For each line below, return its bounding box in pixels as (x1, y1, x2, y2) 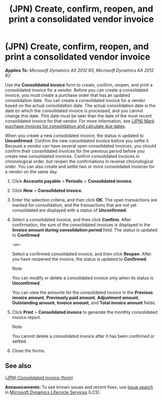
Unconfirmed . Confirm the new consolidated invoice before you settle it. (5, 137, 150, 144)
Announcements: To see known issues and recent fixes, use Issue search (5, 384, 153, 390)
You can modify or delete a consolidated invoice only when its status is (12, 275, 154, 281)
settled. (12, 338, 28, 344)
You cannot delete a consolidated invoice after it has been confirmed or (12, 333, 155, 339)
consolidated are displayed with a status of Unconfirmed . (12, 207, 127, 213)
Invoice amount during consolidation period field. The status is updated (12, 227, 158, 233)
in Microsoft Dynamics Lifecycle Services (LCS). (5, 389, 101, 395)
